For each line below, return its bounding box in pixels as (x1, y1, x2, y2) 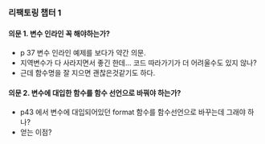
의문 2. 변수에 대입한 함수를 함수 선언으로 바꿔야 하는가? (8, 88, 181, 97)
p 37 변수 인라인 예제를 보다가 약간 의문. (19, 48, 146, 58)
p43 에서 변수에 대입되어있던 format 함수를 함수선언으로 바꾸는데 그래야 (19, 107, 247, 117)
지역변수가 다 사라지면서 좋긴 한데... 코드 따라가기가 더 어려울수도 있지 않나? (19, 58, 257, 68)
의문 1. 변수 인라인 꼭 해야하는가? (8, 28, 111, 38)
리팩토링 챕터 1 (8, 6, 62, 18)
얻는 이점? (19, 127, 52, 138)
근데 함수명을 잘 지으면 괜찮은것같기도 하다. (19, 68, 156, 78)
